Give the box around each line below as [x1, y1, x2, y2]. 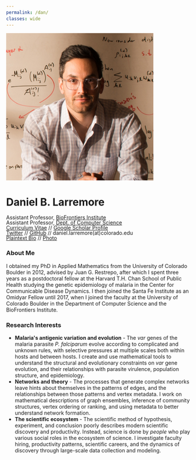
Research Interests [6, 321, 62, 329]
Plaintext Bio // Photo [6, 234, 57, 241]
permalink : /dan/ [6, 9, 49, 15]
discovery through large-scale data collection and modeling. [14, 447, 161, 454]
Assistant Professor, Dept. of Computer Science [6, 219, 122, 226]
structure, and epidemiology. [14, 372, 85, 379]
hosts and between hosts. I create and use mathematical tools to [14, 353, 172, 360]
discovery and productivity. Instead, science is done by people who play [14, 428, 190, 435]
